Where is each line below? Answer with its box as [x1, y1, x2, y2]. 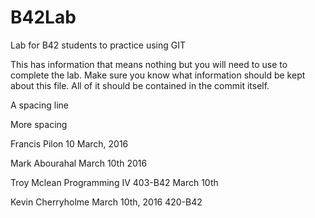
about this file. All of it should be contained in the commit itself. [10, 79, 270, 91]
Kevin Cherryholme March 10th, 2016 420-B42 [10, 196, 203, 208]
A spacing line [10, 99, 69, 111]
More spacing [10, 118, 68, 130]
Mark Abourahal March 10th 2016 [10, 157, 148, 169]
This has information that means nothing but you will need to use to [10, 58, 288, 70]
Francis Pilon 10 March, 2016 [10, 137, 129, 150]
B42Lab [10, 6, 77, 29]
